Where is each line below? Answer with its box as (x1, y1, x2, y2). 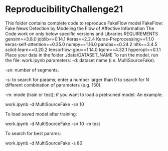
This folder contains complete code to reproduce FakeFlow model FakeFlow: (5, 20, 163, 26)
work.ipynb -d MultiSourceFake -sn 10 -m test (5, 120, 100, 126)
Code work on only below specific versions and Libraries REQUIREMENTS (5, 30, 158, 36)
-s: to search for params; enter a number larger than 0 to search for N (5, 76, 149, 82)
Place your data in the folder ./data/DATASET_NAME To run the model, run (5, 51, 158, 58)
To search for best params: (5, 130, 61, 136)
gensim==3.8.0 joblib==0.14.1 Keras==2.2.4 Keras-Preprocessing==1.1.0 (5, 36, 154, 42)
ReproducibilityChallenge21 (5, 3, 123, 15)
